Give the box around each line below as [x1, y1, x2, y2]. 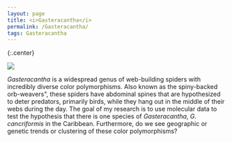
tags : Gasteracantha [7, 29, 68, 37]
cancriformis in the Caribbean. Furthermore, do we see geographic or [7, 120, 208, 128]
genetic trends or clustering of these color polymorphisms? [7, 127, 178, 136]
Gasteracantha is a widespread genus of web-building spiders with [7, 75, 201, 84]
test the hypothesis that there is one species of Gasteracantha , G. [7, 112, 197, 120]
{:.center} [7, 49, 35, 57]
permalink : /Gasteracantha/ [7, 23, 89, 30]
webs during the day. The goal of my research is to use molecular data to [7, 105, 217, 113]
